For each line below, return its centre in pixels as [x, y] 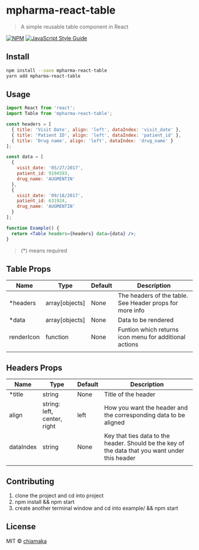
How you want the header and [146, 408]
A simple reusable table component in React [74, 27]
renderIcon [25, 337]
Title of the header [130, 394]
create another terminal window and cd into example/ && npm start [97, 508]
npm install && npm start [45, 502]
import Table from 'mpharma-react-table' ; [59, 114]
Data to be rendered [146, 320]
